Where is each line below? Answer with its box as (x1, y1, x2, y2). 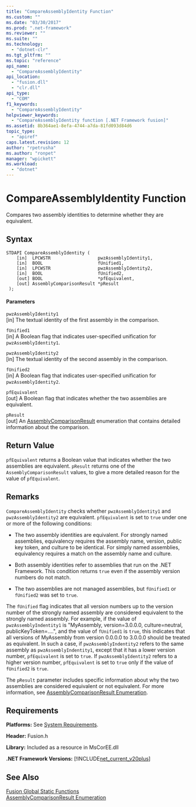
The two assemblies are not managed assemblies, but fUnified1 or (14, 585, 177, 592)
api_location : (6, 74, 41, 80)
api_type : (6, 90, 30, 96)
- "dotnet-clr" (11, 47, 49, 53)
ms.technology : (6, 42, 43, 47)
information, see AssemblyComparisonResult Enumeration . (6, 689, 148, 696)
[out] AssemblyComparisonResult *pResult (16, 281, 119, 287)
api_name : (6, 63, 30, 69)
